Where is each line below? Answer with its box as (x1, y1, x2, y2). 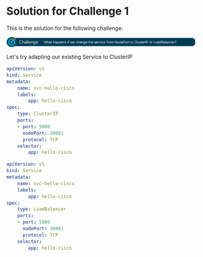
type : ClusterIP (17, 111, 59, 117)
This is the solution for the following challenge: (6, 24, 123, 32)
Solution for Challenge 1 (6, 4, 129, 18)
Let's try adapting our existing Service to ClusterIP (6, 53, 132, 60)
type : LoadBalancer (17, 206, 67, 212)
